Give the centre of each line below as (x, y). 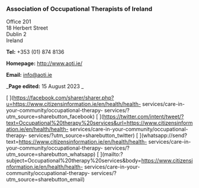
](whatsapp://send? (163, 135)
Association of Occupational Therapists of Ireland (79, 9)
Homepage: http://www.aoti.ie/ (44, 63)
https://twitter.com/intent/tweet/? (144, 116)
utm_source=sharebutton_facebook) (50, 116)
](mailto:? (112, 154)
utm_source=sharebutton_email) (45, 180)
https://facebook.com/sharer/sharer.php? (64, 98)
